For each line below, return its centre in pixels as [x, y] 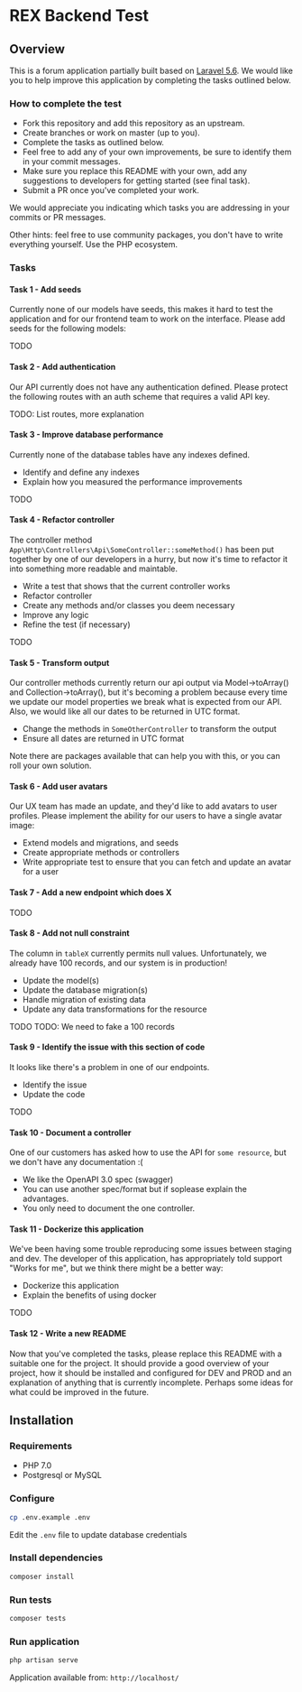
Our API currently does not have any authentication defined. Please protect [149, 387]
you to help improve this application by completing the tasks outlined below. [150, 80]
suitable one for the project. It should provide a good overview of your [139, 1363]
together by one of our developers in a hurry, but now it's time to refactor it [149, 559]
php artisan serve [44, 1660]
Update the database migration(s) [85, 990]
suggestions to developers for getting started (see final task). [136, 180]
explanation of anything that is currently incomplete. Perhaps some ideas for [151, 1382]
